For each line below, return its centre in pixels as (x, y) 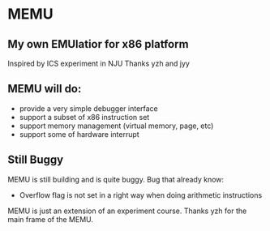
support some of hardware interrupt (79, 134)
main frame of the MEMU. (51, 219)
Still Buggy (36, 160)
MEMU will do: (45, 89)
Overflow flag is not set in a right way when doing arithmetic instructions (141, 195)
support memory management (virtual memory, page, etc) (116, 126)
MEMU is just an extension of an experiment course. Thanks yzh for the (127, 211)
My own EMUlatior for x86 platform (98, 44)
